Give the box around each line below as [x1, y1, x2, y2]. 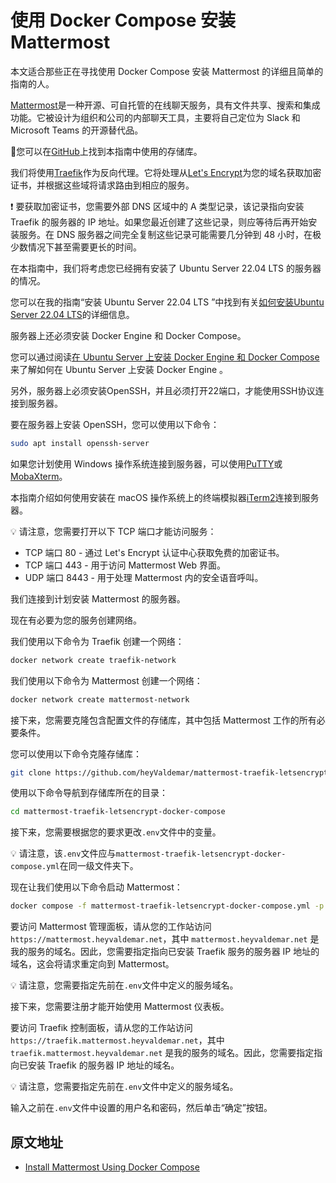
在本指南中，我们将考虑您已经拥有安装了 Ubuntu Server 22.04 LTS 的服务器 [10, 262, 322, 274]
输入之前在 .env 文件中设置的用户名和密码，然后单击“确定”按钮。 [10, 1102, 273, 1114]
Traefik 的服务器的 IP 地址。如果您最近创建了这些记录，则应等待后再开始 [10, 216, 309, 228]
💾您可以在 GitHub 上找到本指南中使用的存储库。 [10, 145, 203, 157]
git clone [10, 767, 52, 778]
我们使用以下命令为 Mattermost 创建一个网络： [10, 674, 203, 686]
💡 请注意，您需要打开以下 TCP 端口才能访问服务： [10, 525, 217, 537]
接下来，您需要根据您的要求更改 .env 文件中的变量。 [10, 826, 222, 838]
